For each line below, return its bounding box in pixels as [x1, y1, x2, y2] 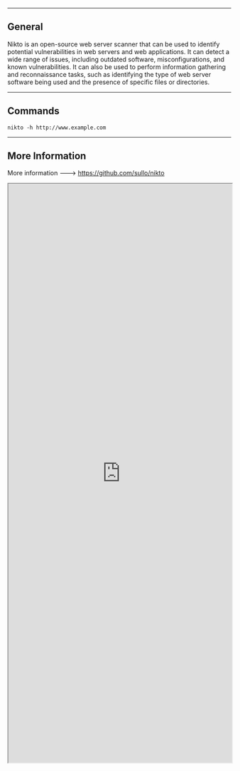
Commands [7, 105, 60, 118]
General [7, 21, 44, 33]
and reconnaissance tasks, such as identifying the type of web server [7, 70, 212, 78]
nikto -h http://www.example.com [7, 124, 107, 131]
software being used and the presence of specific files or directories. [7, 78, 210, 86]
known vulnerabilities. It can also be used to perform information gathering [7, 62, 226, 71]
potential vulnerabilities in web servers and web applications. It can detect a [7, 47, 229, 56]
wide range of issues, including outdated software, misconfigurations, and [7, 55, 225, 63]
